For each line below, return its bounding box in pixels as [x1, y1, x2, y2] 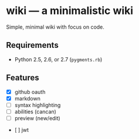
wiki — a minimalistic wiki [6, 4, 134, 18]
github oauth [14, 88, 46, 95]
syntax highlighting [14, 101, 61, 109]
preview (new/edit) [14, 114, 60, 121]
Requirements [6, 40, 59, 50]
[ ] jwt [14, 126, 29, 133]
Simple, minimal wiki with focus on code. [6, 23, 104, 30]
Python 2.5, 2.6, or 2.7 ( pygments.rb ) [14, 55, 103, 62]
